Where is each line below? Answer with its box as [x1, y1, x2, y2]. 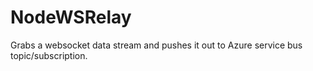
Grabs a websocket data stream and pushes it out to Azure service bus [10, 39, 303, 51]
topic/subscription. [10, 49, 88, 61]
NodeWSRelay [10, 6, 132, 29]
